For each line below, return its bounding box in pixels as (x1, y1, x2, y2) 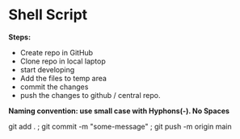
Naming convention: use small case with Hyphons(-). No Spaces (8, 106, 230, 116)
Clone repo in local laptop (19, 56, 107, 66)
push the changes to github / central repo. (19, 90, 161, 100)
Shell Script (8, 6, 88, 24)
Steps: (8, 32, 31, 42)
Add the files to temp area (19, 73, 107, 83)
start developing (19, 64, 75, 74)
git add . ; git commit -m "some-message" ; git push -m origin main (8, 121, 232, 131)
